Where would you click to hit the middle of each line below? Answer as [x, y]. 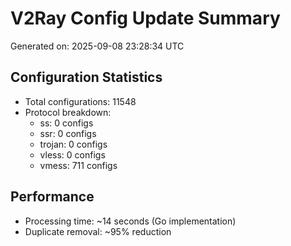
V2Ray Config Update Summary [145, 18]
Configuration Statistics [86, 77]
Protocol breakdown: [68, 112]
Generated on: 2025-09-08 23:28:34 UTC [97, 46]
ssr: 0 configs [68, 133]
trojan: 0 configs [73, 144]
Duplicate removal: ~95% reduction [98, 231]
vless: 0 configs [72, 154]
